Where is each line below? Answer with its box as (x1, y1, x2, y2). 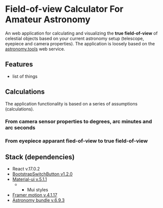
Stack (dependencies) (5, 153, 75, 161)
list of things (12, 73, 38, 79)
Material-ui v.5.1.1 (12, 176, 47, 182)
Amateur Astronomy (5, 14, 90, 25)
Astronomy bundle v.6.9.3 (12, 197, 65, 203)
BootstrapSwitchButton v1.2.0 (12, 171, 73, 177)
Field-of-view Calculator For (5, 3, 123, 15)
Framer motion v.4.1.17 (12, 192, 58, 198)
